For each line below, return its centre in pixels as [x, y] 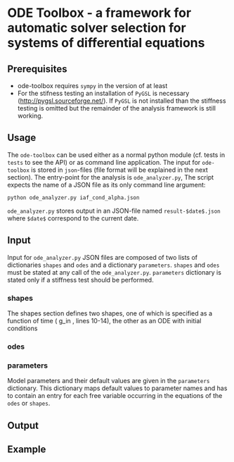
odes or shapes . [29, 404]
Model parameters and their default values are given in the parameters [109, 381]
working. [30, 115]
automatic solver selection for [97, 28]
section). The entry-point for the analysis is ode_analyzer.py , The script [111, 177]
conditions [22, 328]
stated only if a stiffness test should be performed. [80, 280]
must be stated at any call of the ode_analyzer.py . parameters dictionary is [114, 272]
